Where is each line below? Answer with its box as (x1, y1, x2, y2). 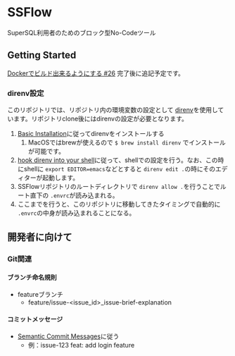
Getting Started (7, 49, 77, 61)
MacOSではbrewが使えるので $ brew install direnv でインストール (27, 138, 227, 147)
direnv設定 (7, 88, 44, 98)
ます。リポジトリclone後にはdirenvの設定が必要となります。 (13, 114, 189, 123)
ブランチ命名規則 (7, 273, 57, 281)
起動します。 (42, 173, 80, 182)
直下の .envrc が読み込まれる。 (30, 191, 119, 200)
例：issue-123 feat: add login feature (27, 340, 135, 349)
